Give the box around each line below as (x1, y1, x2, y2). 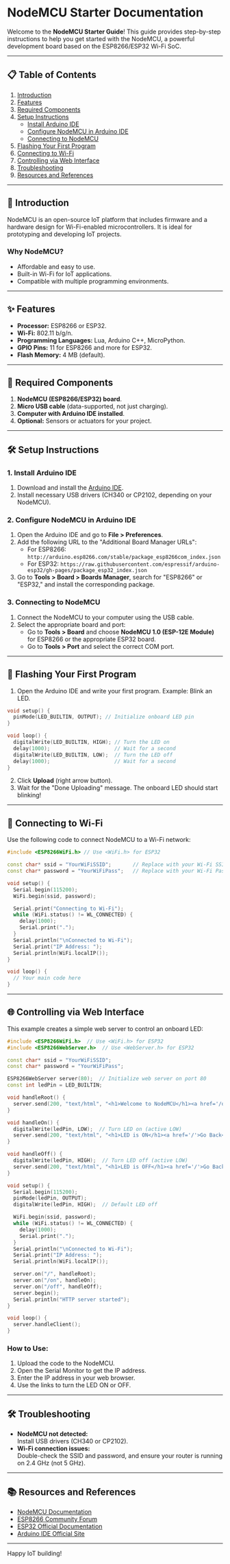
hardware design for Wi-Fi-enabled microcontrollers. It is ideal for (7, 223, 192, 231)
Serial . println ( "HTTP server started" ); (13, 1296, 130, 1303)
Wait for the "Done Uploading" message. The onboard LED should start (16, 784, 218, 792)
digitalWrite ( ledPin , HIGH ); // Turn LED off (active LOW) (13, 1157, 188, 1164)
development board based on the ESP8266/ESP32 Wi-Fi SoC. (7, 42, 181, 50)
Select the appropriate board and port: (16, 620, 126, 628)
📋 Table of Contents (7, 69, 97, 81)
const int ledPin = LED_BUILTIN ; (7, 1082, 103, 1089)
